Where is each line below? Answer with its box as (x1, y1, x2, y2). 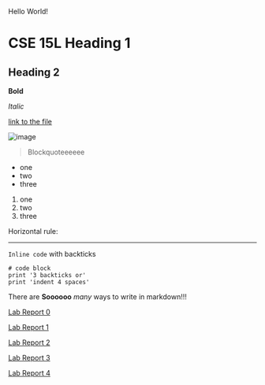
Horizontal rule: (8, 227, 58, 235)
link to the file (8, 117, 53, 126)
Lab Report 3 (8, 354, 50, 362)
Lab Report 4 (8, 368, 51, 377)
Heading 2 (8, 65, 61, 79)
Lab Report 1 (8, 323, 49, 331)
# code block (8, 265, 51, 272)
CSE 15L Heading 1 (8, 35, 131, 52)
